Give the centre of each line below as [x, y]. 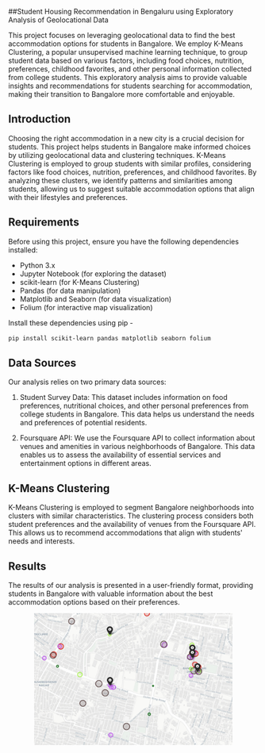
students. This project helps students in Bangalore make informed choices [130, 147]
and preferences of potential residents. [83, 423]
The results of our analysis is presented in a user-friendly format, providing [131, 585]
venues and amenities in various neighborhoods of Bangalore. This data [137, 447]
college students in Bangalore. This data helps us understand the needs [137, 414]
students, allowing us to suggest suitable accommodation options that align [132, 189]
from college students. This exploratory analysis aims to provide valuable [128, 77]
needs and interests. [42, 541]
